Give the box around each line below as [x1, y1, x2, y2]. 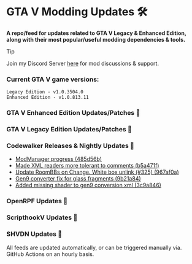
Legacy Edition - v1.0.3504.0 [6, 89, 84, 95]
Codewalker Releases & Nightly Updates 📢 [6, 142, 135, 150]
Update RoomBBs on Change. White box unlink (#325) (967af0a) [15, 168, 179, 176]
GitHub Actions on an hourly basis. [6, 250, 94, 258]
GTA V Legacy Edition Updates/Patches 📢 [6, 125, 132, 134]
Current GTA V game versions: [6, 75, 99, 83]
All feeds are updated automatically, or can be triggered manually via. [6, 244, 182, 251]
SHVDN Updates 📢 [6, 230, 63, 238]
